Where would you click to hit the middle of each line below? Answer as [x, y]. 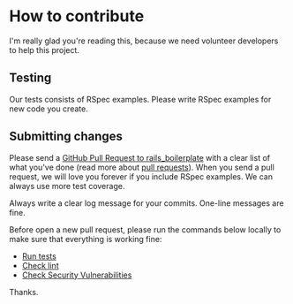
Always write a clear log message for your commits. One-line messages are [146, 203]
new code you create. [49, 109]
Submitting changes [66, 137]
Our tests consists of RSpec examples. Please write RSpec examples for [140, 99]
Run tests [39, 256]
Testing [30, 78]
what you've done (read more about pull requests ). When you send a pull [142, 167]
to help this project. [44, 49]
